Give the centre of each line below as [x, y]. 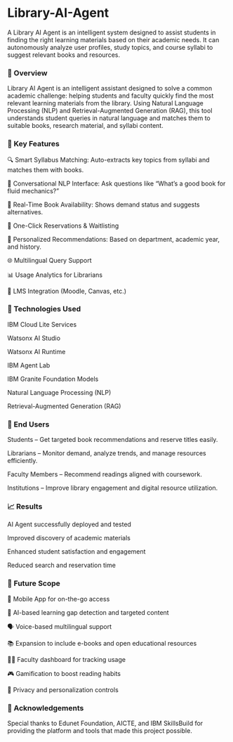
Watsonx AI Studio [34, 338]
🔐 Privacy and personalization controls [63, 689]
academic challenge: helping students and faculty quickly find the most [111, 96]
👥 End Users [28, 424]
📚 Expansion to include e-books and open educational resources [102, 643]
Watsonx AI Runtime [36, 351]
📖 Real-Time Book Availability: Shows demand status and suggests [104, 204]
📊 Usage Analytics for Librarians [55, 275]
